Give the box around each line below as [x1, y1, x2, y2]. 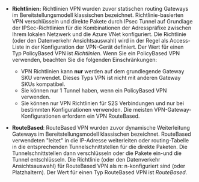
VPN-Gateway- [154, 106, 192, 113]
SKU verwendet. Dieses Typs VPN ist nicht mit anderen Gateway [20, 74, 181, 81]
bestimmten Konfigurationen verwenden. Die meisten [20, 106, 153, 113]
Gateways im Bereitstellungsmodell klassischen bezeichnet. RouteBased [11, 130, 191, 138]
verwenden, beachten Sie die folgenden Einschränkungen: [11, 56, 158, 63]
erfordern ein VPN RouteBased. [62, 112, 140, 120]
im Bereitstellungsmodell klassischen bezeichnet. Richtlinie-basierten [11, 11, 184, 19]
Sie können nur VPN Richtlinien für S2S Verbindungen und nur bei [20, 100, 185, 107]
